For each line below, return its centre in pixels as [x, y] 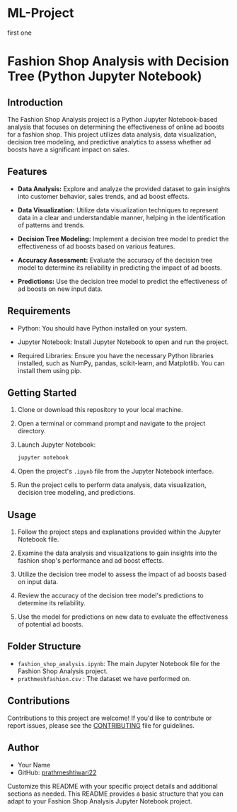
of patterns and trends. [51, 225]
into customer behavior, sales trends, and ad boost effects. [103, 196]
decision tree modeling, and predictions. [76, 493]
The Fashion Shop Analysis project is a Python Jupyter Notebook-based [112, 119]
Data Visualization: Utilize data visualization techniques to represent [118, 210]
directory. [31, 431]
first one [19, 33]
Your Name [34, 765]
